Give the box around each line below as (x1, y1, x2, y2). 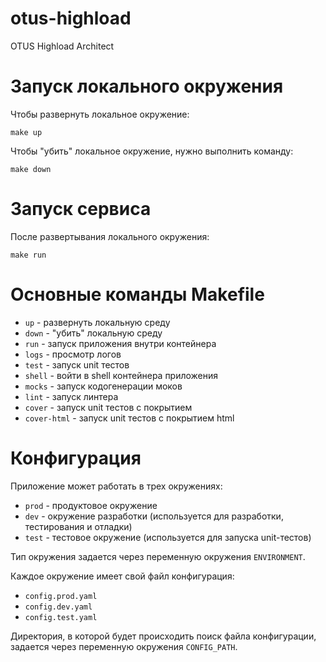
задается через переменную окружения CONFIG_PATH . (10, 640, 238, 652)
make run (10, 250, 47, 260)
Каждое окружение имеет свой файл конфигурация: (10, 570, 235, 582)
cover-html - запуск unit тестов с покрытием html (24, 412, 235, 424)
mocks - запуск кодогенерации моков (24, 380, 183, 392)
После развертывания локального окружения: (10, 230, 210, 242)
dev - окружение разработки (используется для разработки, (24, 510, 284, 522)
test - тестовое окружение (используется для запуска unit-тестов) (24, 531, 312, 543)
